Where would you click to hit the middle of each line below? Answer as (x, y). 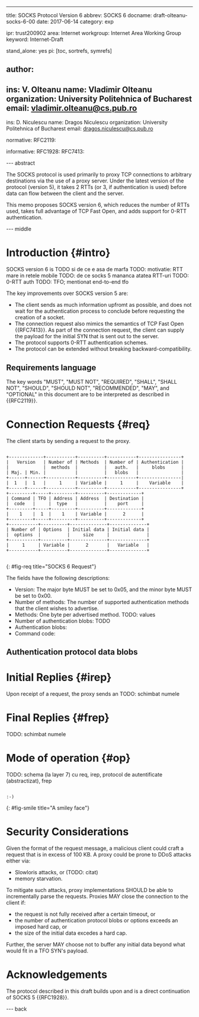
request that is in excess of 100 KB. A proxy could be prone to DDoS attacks (99, 855)
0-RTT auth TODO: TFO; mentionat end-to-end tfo (68, 282)
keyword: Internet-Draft (35, 39)
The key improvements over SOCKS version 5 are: (67, 293)
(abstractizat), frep (29, 781)
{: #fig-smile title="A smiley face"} (48, 808)
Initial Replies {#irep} (59, 677)
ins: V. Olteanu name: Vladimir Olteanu (79, 89)
